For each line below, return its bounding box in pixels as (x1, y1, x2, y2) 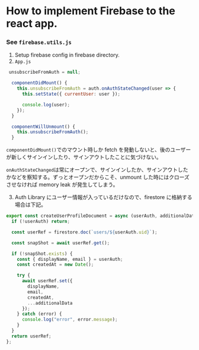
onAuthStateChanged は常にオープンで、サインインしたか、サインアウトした (6, 166, 188, 174)
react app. (6, 17, 58, 30)
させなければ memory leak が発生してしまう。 (6, 181, 118, 188)
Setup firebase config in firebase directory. (14, 52, 120, 59)
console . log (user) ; (21, 102, 70, 108)
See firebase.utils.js (6, 38, 72, 46)
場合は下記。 (14, 201, 46, 209)
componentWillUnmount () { (11, 124, 76, 130)
